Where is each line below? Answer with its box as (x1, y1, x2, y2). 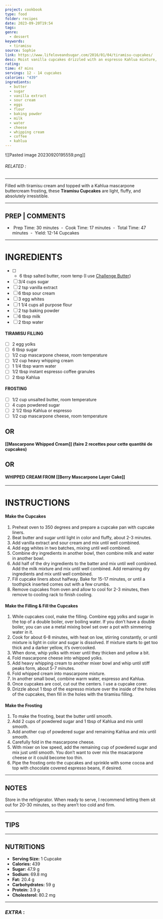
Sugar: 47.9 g (12, 866, 40, 872)
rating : (5, 61, 21, 66)
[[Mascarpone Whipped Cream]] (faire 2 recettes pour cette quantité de (5, 441, 153, 447)
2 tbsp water (18, 319, 44, 325)
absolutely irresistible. (5, 193, 49, 199)
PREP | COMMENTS (5, 212, 65, 220)
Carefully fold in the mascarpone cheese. (12, 739, 95, 745)
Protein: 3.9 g (12, 887, 40, 893)
